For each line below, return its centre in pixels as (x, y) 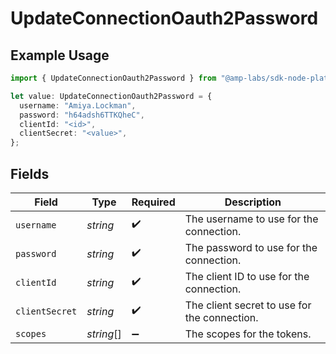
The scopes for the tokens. (248, 334)
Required (153, 202)
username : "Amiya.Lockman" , (78, 105)
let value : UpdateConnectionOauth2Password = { (111, 96)
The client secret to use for (248, 305)
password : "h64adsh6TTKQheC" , (82, 115)
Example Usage (60, 55)
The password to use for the (251, 247)
